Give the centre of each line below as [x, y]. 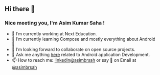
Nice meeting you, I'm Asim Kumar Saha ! [55, 23]
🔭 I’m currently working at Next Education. [54, 34]
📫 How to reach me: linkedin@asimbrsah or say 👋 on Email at [74, 60]
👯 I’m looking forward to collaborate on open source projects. [73, 49]
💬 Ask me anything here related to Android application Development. [81, 54]
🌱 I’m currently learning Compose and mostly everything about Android [83, 39]
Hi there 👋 [20, 9]
